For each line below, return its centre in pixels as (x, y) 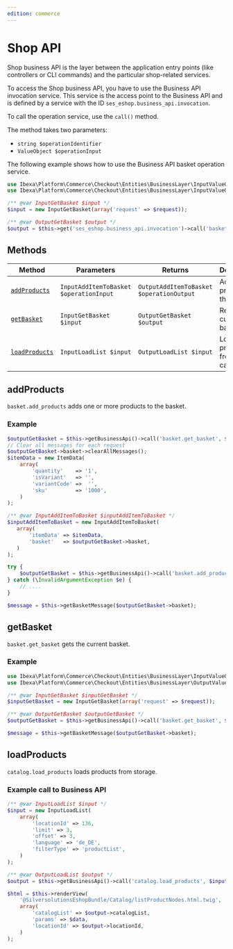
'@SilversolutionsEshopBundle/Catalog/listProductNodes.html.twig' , (121, 900)
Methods (27, 250)
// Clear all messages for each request (67, 445)
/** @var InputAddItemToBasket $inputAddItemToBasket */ (91, 516)
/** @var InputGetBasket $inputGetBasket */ (72, 695)
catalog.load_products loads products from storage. (82, 771)
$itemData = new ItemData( (46, 458)
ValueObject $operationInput (59, 151)
